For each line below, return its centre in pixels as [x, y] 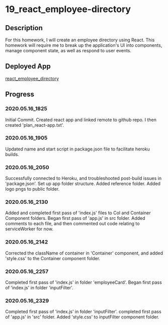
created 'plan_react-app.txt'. [35, 125]
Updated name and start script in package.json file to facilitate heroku [77, 149]
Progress [20, 94]
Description [24, 28]
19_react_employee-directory [68, 9]
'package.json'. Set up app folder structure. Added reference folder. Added [83, 184]
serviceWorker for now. [29, 229]
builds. [12, 154]
